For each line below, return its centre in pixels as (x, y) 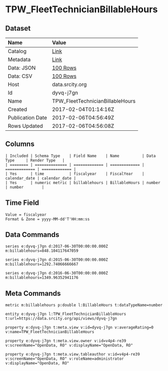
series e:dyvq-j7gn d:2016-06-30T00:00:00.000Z (57, 273)
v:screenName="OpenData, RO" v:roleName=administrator (65, 359)
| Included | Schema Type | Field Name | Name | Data (81, 156)
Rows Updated (25, 126)
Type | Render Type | (35, 160)
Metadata (19, 60)
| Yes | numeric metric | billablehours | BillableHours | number (83, 182)
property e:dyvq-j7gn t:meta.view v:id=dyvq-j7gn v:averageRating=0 (79, 328)
